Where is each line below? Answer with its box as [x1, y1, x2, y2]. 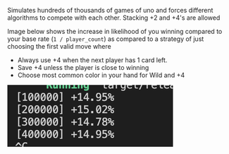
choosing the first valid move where [7, 42, 111, 50]
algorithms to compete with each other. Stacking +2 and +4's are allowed [7, 13, 221, 22]
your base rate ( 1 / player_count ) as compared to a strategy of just [7, 35, 204, 43]
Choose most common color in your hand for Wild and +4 [17, 71, 185, 79]
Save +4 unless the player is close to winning [17, 64, 149, 71]
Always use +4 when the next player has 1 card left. [17, 56, 168, 64]
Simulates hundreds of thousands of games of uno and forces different [7, 6, 213, 14]
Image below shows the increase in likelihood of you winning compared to [7, 28, 223, 35]
